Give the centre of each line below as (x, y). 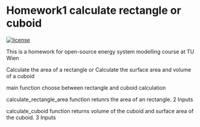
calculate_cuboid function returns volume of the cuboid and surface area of (100, 111)
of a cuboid (20, 76)
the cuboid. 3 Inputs (31, 117)
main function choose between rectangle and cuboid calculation (86, 87)
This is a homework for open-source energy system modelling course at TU (100, 51)
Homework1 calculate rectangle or (94, 11)
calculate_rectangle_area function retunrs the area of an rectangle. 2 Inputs (100, 99)
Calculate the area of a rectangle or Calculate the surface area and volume (99, 69)
